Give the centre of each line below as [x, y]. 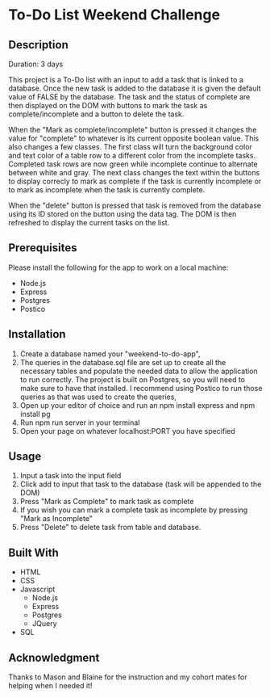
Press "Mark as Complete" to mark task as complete [107, 502]
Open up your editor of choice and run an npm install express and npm [137, 405]
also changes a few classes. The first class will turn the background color [130, 147]
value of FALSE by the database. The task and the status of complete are [129, 97]
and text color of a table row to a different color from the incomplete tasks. [132, 156]
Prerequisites [43, 248]
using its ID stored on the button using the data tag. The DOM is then [123, 214]
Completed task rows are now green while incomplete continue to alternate [133, 164]
